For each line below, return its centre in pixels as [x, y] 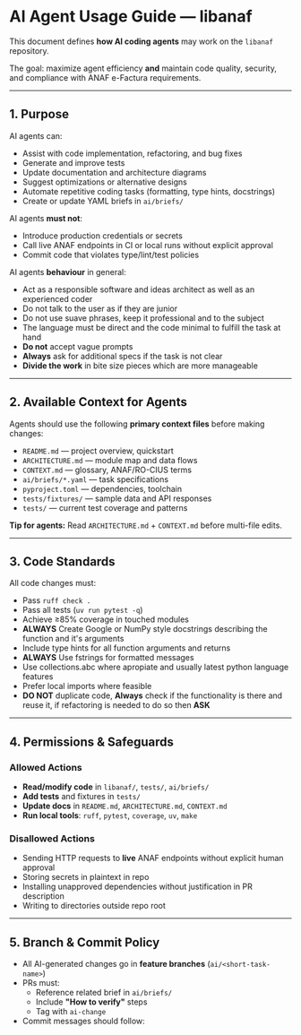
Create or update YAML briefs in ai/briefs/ [103, 201]
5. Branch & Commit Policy [85, 942]
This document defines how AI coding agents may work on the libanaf [141, 41]
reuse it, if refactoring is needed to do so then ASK [116, 705]
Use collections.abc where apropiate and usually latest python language [155, 667]
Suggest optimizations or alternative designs [105, 182]
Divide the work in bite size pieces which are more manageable [140, 366]
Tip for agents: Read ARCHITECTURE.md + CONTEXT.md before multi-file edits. [146, 525]
